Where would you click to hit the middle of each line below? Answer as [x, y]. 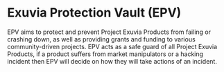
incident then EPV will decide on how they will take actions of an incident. [112, 61]
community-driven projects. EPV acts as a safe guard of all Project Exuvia [112, 46]
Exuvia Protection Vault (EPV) [94, 13]
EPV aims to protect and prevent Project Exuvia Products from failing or [109, 32]
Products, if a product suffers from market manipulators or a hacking [105, 54]
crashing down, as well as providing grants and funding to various [101, 39]
